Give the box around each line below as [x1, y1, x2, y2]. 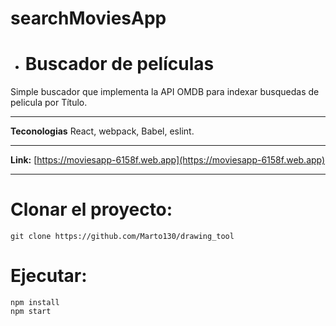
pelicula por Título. [10, 97, 88, 109]
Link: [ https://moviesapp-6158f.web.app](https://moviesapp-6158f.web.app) [10, 154, 326, 166]
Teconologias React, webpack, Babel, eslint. [10, 125, 195, 137]
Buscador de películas [24, 53, 215, 76]
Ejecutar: [10, 265, 88, 287]
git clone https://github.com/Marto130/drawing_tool [10, 232, 235, 242]
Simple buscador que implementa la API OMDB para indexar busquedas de [10, 86, 320, 98]
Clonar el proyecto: [10, 198, 173, 221]
